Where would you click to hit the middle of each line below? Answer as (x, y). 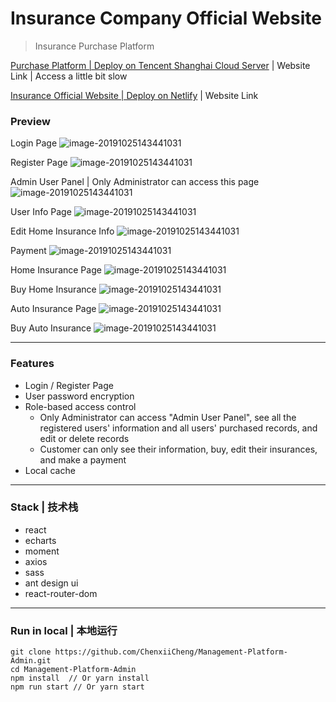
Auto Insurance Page (53, 309)
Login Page (34, 143)
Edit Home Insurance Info (62, 231)
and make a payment (83, 459)
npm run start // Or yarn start (77, 687)
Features (32, 364)
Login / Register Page (69, 385)
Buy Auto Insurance (51, 328)
